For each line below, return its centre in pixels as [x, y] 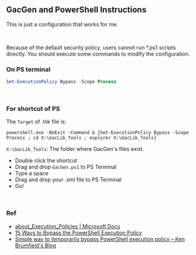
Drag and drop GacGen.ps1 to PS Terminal [66, 167]
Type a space [32, 174]
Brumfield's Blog [35, 245]
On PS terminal [28, 69]
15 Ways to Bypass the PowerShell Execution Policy [78, 232]
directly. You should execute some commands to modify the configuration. [98, 54]
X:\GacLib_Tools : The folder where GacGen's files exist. [75, 149]
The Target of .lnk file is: [37, 122]
